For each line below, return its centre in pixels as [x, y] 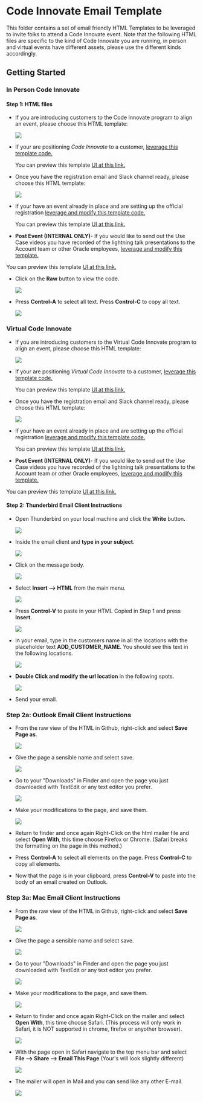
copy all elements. [38, 864]
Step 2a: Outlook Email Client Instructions [69, 715]
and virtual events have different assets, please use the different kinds [94, 47]
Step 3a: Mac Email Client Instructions [63, 898]
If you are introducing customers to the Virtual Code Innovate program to [106, 342]
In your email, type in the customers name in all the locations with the [101, 640]
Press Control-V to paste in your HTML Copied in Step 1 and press [98, 611]
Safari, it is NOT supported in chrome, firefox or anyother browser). [98, 1029]
